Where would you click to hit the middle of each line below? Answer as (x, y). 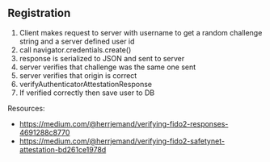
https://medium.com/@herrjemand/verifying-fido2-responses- (124, 123)
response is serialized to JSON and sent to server (102, 58)
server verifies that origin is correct (78, 75)
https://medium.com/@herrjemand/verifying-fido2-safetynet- (122, 141)
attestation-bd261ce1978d (63, 149)
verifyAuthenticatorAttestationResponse (86, 84)
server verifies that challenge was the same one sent (108, 67)
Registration (39, 13)
